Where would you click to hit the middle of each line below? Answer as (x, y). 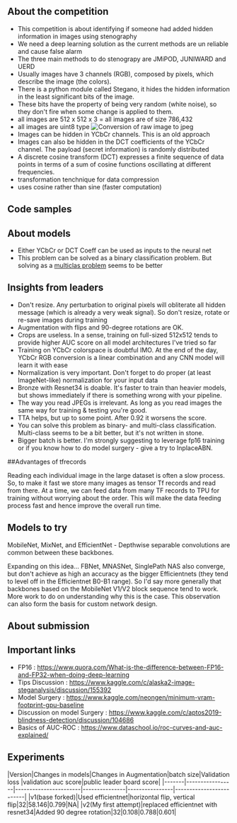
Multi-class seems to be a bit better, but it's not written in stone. (111, 432)
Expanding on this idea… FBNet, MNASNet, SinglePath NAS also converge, (116, 566)
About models (39, 233)
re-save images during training (62, 320)
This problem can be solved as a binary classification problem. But (115, 258)
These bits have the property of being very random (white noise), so (117, 104)
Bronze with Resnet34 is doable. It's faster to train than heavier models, (122, 387)
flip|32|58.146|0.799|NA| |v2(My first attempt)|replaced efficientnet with (112, 805)
